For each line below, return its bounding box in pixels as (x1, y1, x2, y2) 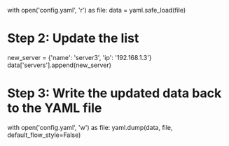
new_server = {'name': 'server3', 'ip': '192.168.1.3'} (7, 53, 152, 61)
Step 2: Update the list (7, 31, 139, 46)
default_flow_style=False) (7, 131, 81, 139)
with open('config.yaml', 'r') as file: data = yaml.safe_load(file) (7, 6, 186, 14)
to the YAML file (7, 101, 102, 116)
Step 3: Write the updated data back (7, 85, 222, 101)
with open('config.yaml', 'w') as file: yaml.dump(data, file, (7, 123, 173, 131)
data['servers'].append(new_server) (7, 61, 112, 69)
